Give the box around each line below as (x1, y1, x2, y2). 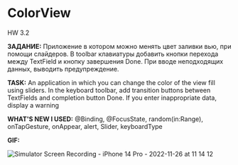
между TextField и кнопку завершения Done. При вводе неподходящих (7, 57, 224, 65)
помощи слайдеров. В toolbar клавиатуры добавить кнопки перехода (7, 50, 219, 58)
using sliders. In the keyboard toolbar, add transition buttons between (7, 86, 211, 94)
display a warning (7, 101, 59, 109)
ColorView (7, 5, 71, 21)
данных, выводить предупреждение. (7, 64, 119, 73)
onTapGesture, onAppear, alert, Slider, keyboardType (7, 122, 163, 130)
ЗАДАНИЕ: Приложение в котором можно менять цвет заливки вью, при (7, 42, 232, 50)
